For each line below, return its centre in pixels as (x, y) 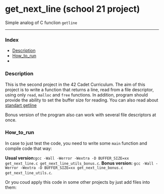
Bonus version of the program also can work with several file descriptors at (81, 115)
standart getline (21, 105)
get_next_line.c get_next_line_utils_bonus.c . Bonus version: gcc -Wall (79, 163)
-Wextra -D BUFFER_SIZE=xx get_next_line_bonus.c (72, 168)
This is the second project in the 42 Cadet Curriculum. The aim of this (75, 84)
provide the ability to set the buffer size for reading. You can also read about (82, 100)
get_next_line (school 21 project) (72, 9)
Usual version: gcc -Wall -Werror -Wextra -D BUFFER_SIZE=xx (67, 158)
